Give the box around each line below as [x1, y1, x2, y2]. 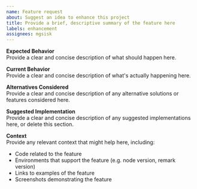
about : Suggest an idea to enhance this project [6, 14, 130, 20]
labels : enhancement [6, 25, 58, 32]
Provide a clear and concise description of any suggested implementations [6, 115, 191, 122]
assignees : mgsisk [6, 31, 52, 37]
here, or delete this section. [6, 121, 74, 128]
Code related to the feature [14, 151, 82, 158]
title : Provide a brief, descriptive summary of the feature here [6, 20, 175, 26]
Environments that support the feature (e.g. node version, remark [14, 157, 176, 164]
